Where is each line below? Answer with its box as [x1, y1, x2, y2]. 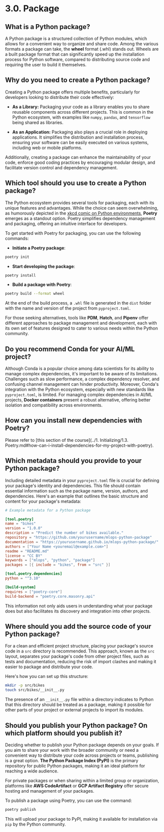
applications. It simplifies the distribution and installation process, [12, 134, 144, 140]
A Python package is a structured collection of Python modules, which [5, 35, 147, 41]
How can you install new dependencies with [5, 416, 142, 425]
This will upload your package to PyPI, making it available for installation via [5, 816, 158, 822]
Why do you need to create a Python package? [5, 76, 150, 84]
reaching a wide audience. [5, 768, 59, 774]
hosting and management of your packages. [5, 788, 94, 794]
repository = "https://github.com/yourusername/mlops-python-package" [5, 535, 152, 540]
